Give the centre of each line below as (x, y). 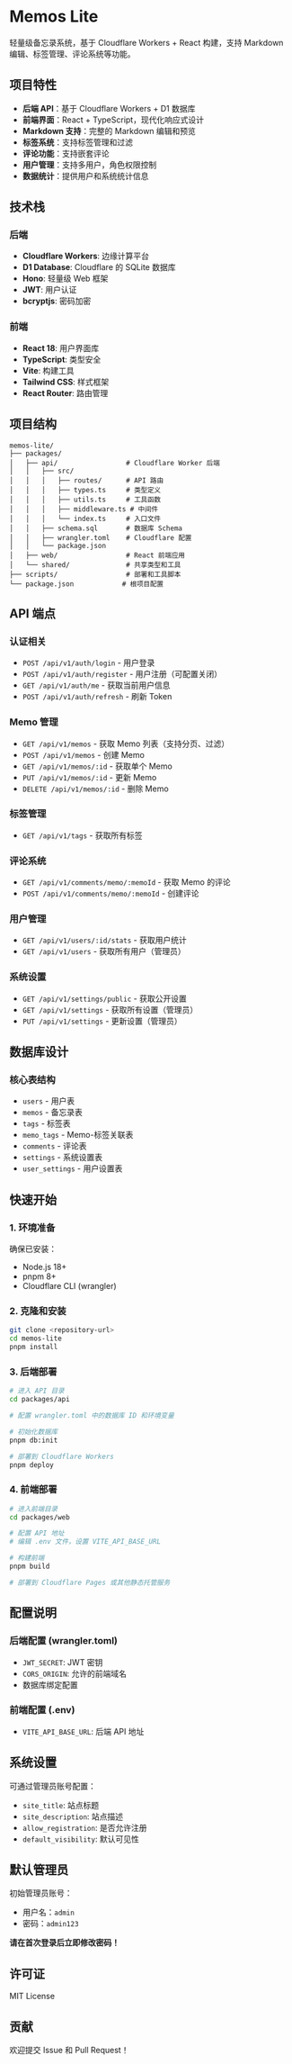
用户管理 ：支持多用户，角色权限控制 (89, 165)
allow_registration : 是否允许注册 (84, 1827)
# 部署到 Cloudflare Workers (62, 1456)
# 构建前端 (27, 1558)
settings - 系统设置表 (62, 1158)
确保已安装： (33, 1249)
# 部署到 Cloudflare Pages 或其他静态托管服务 (90, 1582)
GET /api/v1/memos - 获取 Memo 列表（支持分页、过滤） (126, 744)
